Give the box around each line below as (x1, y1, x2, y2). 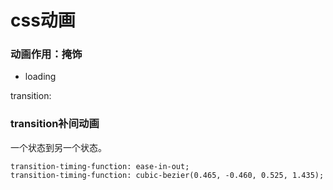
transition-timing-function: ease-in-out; (10, 161, 190, 171)
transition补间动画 (10, 117, 100, 131)
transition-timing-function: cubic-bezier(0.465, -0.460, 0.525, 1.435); (10, 170, 325, 180)
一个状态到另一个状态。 (10, 141, 107, 153)
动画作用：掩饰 (10, 47, 83, 61)
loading (24, 71, 57, 83)
